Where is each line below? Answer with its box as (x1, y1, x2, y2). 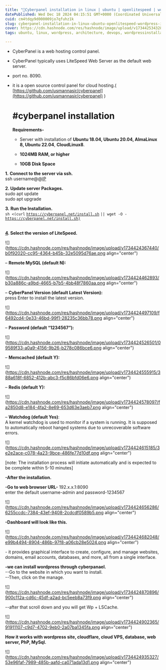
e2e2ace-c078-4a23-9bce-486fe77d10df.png (5, 450, 99, 456)
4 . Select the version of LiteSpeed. (5, 230, 78, 236)
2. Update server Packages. (5, 185, 63, 191)
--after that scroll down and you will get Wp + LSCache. (5, 604, 119, 610)
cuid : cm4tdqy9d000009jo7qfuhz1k (5, 16, 74, 21)
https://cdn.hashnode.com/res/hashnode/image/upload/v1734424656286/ (6, 504, 159, 510)
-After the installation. (5, 474, 52, 480)
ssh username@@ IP (5, 176, 46, 182)
